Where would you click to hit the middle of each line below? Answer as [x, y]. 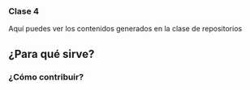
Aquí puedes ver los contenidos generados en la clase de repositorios [125, 29]
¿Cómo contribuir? [46, 76]
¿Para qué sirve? [52, 54]
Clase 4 [24, 11]
